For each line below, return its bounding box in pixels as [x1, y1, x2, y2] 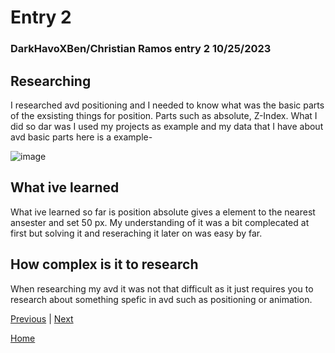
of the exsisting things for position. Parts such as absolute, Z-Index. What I [10, 109, 318, 121]
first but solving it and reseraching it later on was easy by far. [10, 227, 263, 239]
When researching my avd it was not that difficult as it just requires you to [10, 282, 314, 295]
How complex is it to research [10, 256, 199, 273]
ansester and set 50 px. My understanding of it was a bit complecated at [10, 216, 310, 228]
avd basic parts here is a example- [10, 131, 153, 143]
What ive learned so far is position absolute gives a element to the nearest [10, 206, 316, 218]
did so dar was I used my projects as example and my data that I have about [10, 120, 324, 132]
